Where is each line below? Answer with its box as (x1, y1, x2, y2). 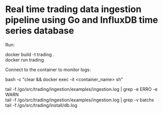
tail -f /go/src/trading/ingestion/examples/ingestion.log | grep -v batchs (5, 97, 154, 103)
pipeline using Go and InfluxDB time (5, 14, 158, 26)
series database (5, 25, 74, 36)
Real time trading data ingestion (5, 4, 142, 15)
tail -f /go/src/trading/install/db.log (5, 102, 77, 108)
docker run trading (5, 56, 44, 63)
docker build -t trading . (5, 51, 55, 58)
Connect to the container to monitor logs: (5, 67, 91, 73)
